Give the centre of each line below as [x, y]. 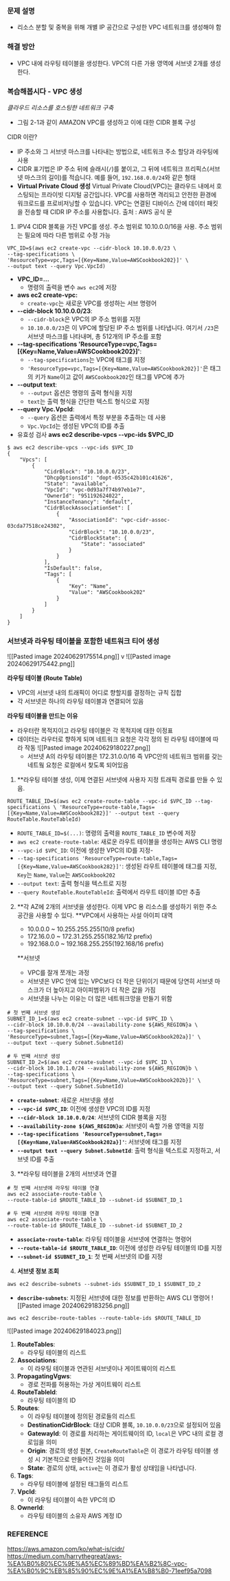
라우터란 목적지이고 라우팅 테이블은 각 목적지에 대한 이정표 [95, 731]
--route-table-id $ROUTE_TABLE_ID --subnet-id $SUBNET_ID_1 [95, 1201]
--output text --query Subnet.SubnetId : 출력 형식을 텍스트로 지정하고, [115, 1151]
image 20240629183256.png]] [86, 1306]
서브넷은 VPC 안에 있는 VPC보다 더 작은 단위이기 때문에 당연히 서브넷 [120, 981]
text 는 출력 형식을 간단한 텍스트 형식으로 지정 [88, 401]
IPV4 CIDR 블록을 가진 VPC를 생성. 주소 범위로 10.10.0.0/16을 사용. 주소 [113, 226]
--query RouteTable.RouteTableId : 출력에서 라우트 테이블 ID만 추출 [109, 892]
